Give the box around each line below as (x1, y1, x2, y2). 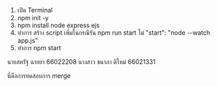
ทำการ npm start (17, 44, 61, 52)
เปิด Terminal (17, 6, 53, 14)
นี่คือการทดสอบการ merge (7, 72, 71, 79)
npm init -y (17, 14, 49, 22)
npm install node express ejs (17, 21, 100, 29)
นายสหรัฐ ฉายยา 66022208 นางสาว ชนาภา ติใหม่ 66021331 (7, 58, 156, 65)
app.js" (17, 36, 38, 45)
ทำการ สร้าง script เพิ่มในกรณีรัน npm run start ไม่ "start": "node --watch (17, 29, 211, 37)
